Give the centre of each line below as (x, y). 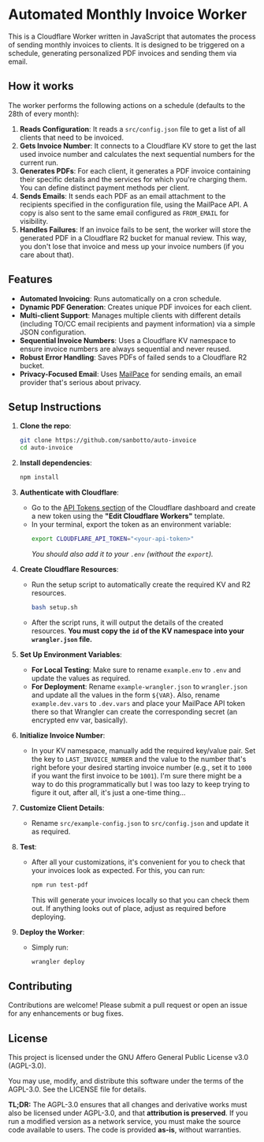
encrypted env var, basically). (80, 720)
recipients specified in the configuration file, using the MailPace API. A (134, 204)
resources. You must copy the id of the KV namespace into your (138, 631)
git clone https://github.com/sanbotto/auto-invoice (108, 440)
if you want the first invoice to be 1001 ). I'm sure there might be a (136, 775)
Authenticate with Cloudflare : (69, 492)
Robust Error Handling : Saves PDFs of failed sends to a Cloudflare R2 (133, 357)
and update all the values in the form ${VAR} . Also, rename (126, 695)
